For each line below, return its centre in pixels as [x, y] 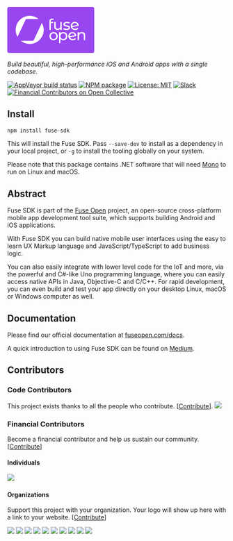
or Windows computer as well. [51, 297]
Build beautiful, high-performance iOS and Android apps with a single [107, 64]
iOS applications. [31, 225]
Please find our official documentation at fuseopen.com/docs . [96, 335]
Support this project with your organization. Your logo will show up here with [117, 510]
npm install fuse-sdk [39, 131]
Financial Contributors [46, 424]
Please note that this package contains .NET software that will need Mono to [117, 165]
